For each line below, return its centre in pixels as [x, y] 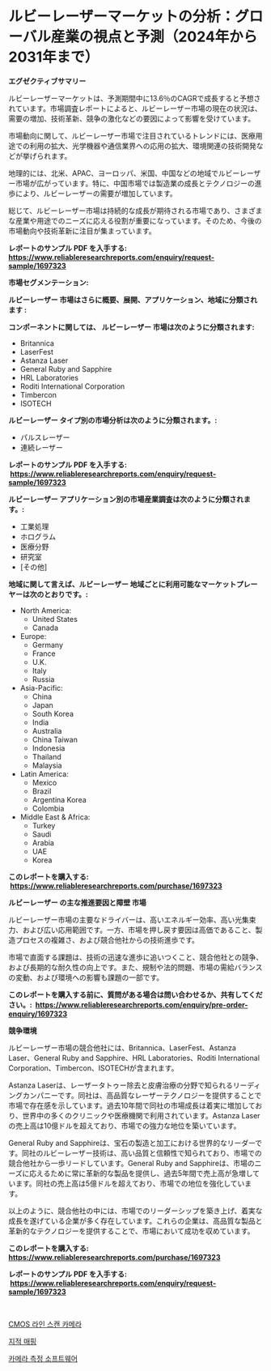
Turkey [44, 825]
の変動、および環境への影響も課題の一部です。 [86, 977]
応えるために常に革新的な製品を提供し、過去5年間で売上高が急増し [141, 1173]
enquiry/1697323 [38, 1014]
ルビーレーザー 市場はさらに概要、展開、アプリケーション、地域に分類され [133, 300]
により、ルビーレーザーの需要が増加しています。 [96, 193]
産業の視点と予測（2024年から [154, 37]
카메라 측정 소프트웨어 [43, 1358]
